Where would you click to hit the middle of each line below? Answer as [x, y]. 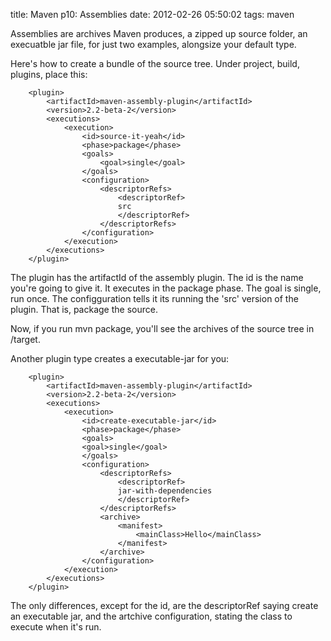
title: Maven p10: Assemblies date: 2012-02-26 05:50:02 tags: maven [152, 14]
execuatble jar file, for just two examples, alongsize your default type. [153, 44]
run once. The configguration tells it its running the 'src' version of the [154, 298]
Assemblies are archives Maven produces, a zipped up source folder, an [159, 33]
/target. [25, 339]
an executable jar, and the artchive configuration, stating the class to [151, 616]
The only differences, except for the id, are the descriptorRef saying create [164, 605]
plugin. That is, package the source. [84, 309]
